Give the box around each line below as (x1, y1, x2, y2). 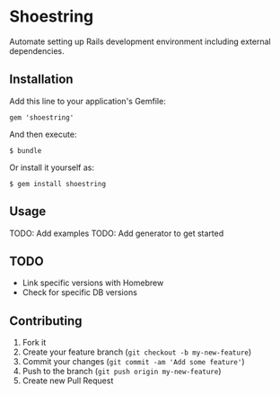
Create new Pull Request (22, 375, 114, 386)
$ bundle (9, 146, 42, 155)
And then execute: (9, 129, 77, 139)
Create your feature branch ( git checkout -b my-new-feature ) (22, 346, 252, 357)
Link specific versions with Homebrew (22, 277, 164, 289)
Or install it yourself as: (9, 162, 94, 173)
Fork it (22, 337, 47, 348)
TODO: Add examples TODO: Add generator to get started (9, 228, 224, 238)
